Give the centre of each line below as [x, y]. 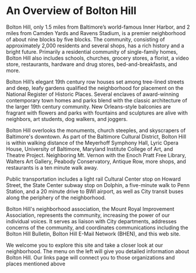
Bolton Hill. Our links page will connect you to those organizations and [90, 257]
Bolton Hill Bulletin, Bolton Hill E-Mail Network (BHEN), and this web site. [93, 234]
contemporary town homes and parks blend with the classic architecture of [97, 100]
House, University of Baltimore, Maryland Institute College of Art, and [90, 149]
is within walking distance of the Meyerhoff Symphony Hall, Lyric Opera [92, 143]
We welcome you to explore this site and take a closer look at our [85, 245]
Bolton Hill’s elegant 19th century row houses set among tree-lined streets [95, 82]
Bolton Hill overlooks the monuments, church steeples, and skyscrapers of [96, 130]
